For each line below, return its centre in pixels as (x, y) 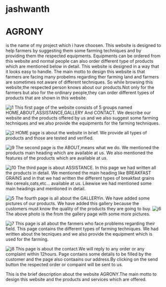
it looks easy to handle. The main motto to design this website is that (75, 72)
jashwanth (28, 9)
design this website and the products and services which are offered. (76, 280)
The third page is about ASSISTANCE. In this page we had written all (86, 168)
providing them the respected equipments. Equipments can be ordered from (83, 56)
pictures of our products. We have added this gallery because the (72, 204)
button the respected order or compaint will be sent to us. (64, 265)
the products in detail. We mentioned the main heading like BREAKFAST (78, 173)
